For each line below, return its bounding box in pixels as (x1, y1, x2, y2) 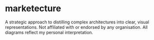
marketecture (5, 3, 62, 14)
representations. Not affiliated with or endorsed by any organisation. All (5, 24, 148, 30)
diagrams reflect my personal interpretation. (5, 29, 93, 35)
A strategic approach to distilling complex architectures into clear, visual (5, 19, 150, 25)
